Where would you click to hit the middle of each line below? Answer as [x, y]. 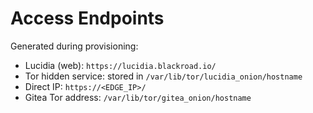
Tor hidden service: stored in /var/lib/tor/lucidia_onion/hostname [163, 76]
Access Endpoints [87, 18]
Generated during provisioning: [74, 46]
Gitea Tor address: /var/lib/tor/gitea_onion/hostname [138, 97]
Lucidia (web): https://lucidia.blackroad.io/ [120, 65]
